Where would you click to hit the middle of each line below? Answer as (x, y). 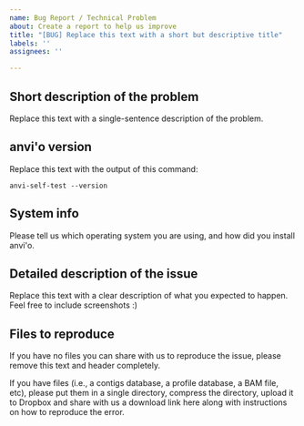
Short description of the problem (104, 96)
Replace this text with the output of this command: (104, 168)
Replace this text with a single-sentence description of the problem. (137, 118)
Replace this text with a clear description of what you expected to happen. (149, 296)
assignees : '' (36, 52)
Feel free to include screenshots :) (74, 305)
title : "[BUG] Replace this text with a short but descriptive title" (146, 35)
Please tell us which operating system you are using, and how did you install (152, 235)
